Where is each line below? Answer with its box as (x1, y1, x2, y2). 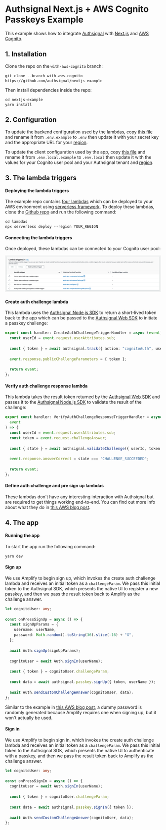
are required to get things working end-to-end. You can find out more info (5, 499, 156, 505)
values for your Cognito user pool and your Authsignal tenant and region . (5, 159, 154, 165)
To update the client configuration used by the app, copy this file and (5, 149, 146, 155)
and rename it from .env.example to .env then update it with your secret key (5, 134, 159, 140)
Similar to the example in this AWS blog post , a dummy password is (5, 704, 142, 710)
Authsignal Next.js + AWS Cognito (5, 3, 149, 15)
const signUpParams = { (9, 622, 58, 627)
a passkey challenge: (5, 320, 48, 326)
